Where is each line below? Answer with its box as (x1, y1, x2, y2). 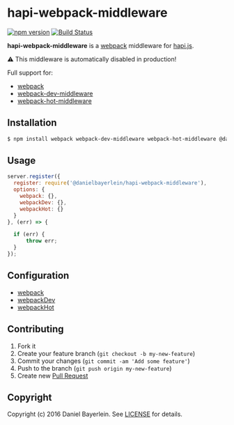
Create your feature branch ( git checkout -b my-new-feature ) (17, 349, 196, 357)
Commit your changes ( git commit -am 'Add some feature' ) (17, 357, 190, 365)
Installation (7, 117, 57, 129)
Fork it (17, 341, 36, 350)
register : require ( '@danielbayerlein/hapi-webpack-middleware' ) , (13, 180, 208, 187)
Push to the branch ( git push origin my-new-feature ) (17, 364, 172, 372)
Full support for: (7, 68, 54, 77)
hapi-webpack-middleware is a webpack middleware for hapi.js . (7, 41, 194, 49)
